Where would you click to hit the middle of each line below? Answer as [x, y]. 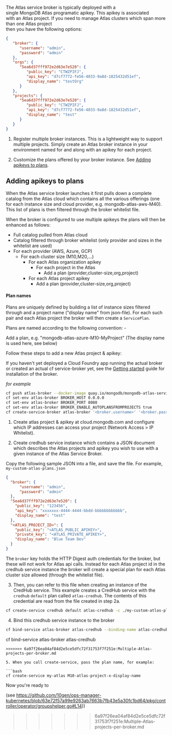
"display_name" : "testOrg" [55, 81]
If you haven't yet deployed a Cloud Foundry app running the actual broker [84, 363]
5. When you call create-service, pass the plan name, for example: [80, 662]
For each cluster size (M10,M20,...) [57, 257]
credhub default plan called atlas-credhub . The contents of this [80, 595]
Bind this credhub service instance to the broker [64, 620]
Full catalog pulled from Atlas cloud [50, 235]
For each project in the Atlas [66, 268]
